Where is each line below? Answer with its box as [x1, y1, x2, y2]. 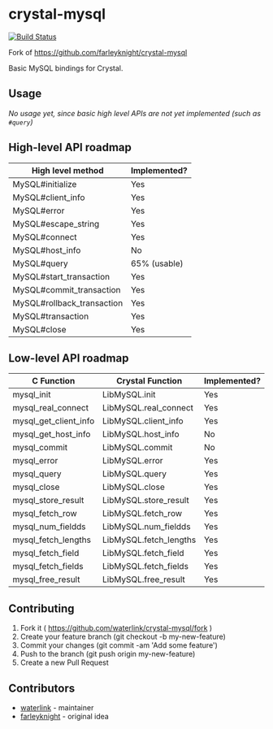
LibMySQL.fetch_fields [102, 561, 189, 572]
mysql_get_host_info [12, 428, 91, 440]
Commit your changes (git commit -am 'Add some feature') [19, 640, 218, 650]
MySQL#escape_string [12, 218, 100, 229]
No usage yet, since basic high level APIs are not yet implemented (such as [8, 108, 262, 118]
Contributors [8, 681, 76, 695]
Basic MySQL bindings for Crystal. [8, 63, 123, 73]
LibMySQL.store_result [102, 495, 189, 506]
